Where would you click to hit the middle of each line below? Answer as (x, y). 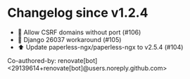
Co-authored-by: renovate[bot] (52, 60)
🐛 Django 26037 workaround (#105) (69, 39)
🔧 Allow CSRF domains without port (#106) (79, 32)
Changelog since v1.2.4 (78, 13)
